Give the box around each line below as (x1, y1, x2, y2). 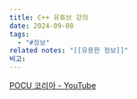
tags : (9, 29, 30, 38)
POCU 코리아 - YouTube (9, 80, 97, 90)
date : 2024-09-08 (9, 21, 74, 30)
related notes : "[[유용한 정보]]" (9, 46, 129, 55)
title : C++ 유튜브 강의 (9, 12, 89, 22)
